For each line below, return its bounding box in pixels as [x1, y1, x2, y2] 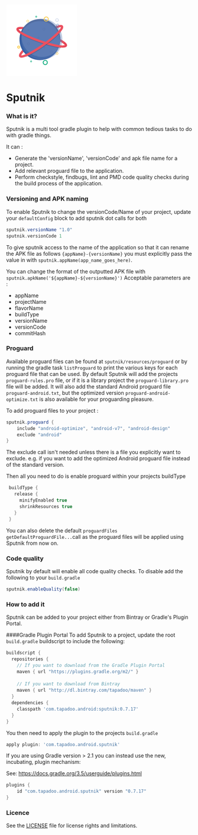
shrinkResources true [19, 503, 73, 509]
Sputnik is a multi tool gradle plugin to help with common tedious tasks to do [6, 126, 192, 133]
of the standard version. [6, 461, 65, 468]
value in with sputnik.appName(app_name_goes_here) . [6, 256, 133, 264]
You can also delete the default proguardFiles [6, 526, 118, 534]
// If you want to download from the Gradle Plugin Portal [17, 662, 165, 668]
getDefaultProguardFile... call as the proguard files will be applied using [6, 533, 184, 540]
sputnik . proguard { [6, 419, 54, 425]
